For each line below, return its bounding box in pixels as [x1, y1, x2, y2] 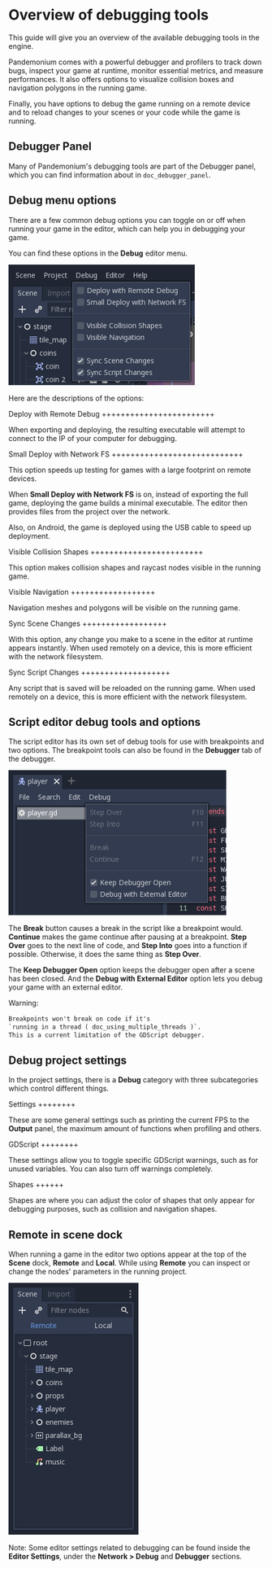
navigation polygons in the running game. [8, 83, 148, 93]
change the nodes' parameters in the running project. [8, 1267, 188, 1276]
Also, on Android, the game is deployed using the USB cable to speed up [8, 522, 252, 532]
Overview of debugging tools [8, 6, 209, 24]
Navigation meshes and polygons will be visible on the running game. [8, 602, 241, 612]
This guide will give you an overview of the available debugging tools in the [8, 33, 260, 42]
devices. [8, 474, 37, 483]
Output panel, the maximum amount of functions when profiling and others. [8, 1124, 262, 1134]
